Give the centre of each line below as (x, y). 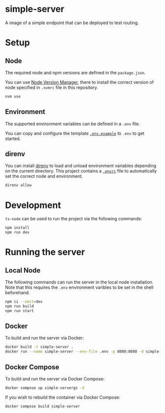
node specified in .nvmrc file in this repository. (52, 87)
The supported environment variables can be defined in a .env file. (72, 124)
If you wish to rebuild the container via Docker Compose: (63, 397)
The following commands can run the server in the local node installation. (79, 282)
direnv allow (18, 185)
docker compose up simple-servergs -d (45, 388)
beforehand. (18, 293)
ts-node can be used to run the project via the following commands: (74, 219)
